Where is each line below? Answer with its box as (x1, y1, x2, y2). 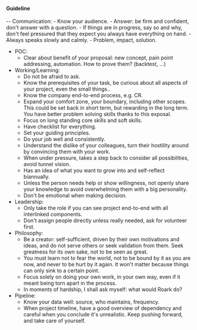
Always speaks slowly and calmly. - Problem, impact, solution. (6, 37, 157, 44)
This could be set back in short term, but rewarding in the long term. (23, 104, 189, 111)
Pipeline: (14, 292, 36, 299)
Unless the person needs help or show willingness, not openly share (23, 180, 189, 187)
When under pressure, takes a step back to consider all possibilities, (23, 154, 189, 161)
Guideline (6, 5, 31, 12)
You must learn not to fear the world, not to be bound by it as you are (23, 255, 191, 262)
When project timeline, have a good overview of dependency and (23, 305, 182, 312)
